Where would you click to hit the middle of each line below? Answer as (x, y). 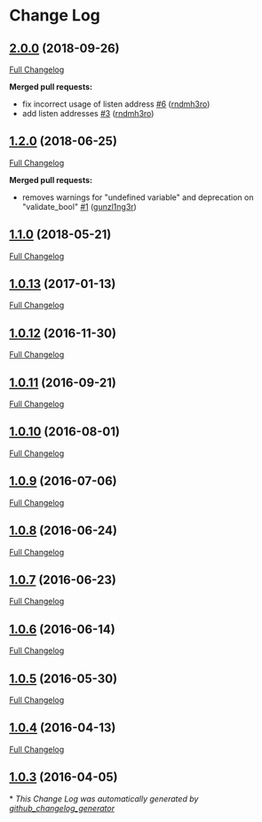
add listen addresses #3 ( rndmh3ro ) (88, 113)
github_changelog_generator (62, 808)
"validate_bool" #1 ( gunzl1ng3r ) (79, 206)
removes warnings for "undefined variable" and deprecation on (138, 197)
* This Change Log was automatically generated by (104, 798)
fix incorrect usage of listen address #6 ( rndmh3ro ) (116, 104)
